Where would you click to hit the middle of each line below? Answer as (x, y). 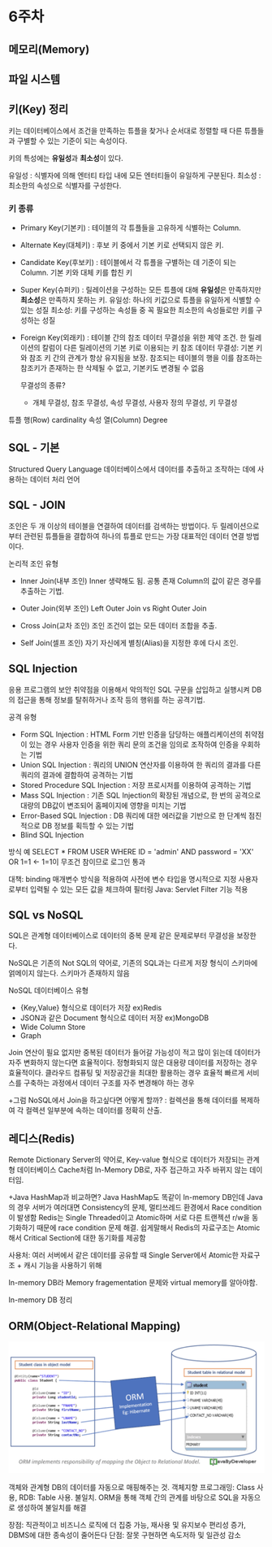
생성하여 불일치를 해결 (52, 1507)
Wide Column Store (53, 1027)
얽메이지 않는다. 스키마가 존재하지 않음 (69, 973)
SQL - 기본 (34, 448)
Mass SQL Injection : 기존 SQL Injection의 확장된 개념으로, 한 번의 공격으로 (140, 795)
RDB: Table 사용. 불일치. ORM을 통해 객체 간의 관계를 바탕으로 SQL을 (129, 1497)
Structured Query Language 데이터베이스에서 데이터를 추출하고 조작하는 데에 (132, 469)
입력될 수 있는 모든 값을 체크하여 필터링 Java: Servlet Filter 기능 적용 (139, 889)
